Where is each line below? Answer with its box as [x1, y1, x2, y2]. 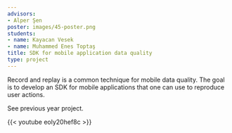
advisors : [7, 10, 37, 18]
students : [7, 30, 37, 37]
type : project [7, 56, 49, 63]
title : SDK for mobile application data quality [7, 50, 153, 57]
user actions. [7, 90, 45, 99]
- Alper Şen [7, 17, 42, 24]
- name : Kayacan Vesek [7, 37, 74, 44]
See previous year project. [7, 103, 84, 113]
